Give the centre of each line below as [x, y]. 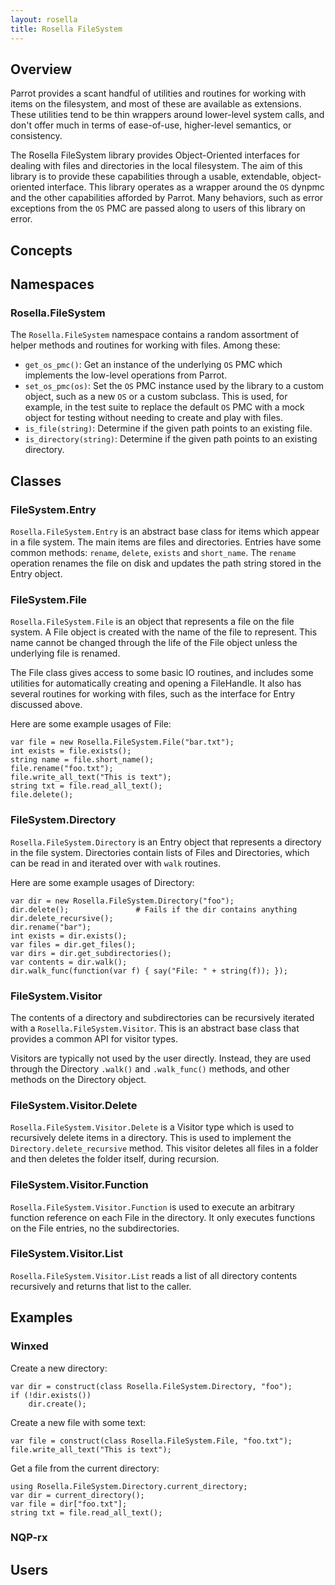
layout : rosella [44, 19]
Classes [36, 481]
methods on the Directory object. [78, 1079]
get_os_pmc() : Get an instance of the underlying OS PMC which [153, 365]
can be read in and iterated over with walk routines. [115, 863]
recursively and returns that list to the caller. [101, 1286]
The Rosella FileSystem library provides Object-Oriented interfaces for [155, 155]
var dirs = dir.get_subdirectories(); [91, 953]
